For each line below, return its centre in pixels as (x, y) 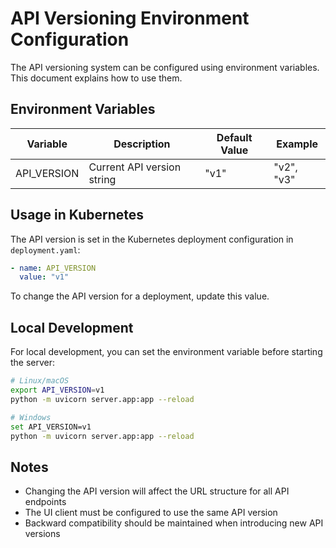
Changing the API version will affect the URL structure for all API (157, 491)
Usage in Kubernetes (77, 215)
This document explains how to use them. (96, 78)
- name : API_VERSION (53, 268)
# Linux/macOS (40, 381)
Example (297, 144)
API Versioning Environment (130, 18)
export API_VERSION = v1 (57, 390)
